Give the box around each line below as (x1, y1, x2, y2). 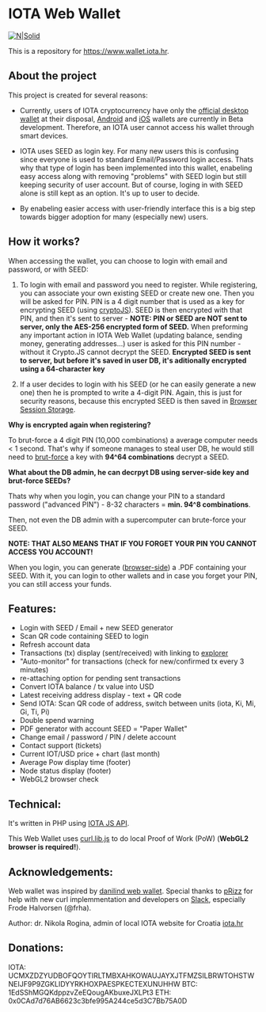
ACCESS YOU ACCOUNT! (8, 547, 93, 557)
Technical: (8, 797, 62, 811)
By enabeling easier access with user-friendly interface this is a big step (19, 204, 256, 213)
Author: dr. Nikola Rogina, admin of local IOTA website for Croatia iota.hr (8, 919, 244, 927)
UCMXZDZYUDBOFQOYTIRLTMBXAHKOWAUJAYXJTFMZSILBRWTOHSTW (8, 971, 255, 980)
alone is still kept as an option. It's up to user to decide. (19, 188, 200, 198)
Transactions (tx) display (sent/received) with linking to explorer (19, 649, 229, 658)
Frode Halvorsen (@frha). (8, 904, 92, 912)
